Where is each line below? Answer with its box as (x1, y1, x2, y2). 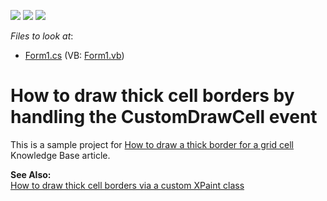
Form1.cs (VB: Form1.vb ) (24, 50, 125, 61)
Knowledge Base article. (10, 149, 111, 161)
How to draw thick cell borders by (10, 85, 295, 107)
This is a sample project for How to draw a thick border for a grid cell (10, 138, 295, 150)
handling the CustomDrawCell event (10, 106, 318, 129)
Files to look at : (10, 30, 74, 42)
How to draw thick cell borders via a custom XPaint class (10, 179, 245, 191)
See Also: (10, 168, 52, 180)
